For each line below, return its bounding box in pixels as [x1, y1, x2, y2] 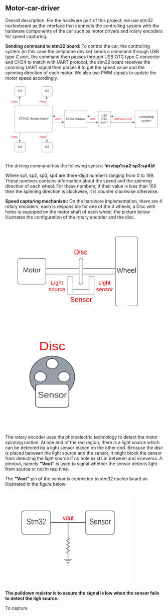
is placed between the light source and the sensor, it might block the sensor [5, 450, 162, 456]
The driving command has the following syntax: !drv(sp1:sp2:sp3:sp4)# [5, 163, 155, 169]
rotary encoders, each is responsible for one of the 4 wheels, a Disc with [5, 203, 155, 210]
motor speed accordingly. [5, 75, 59, 81]
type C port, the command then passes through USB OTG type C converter [5, 54, 160, 60]
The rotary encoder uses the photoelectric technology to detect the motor [5, 434, 158, 440]
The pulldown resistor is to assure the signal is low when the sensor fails [5, 590, 159, 596]
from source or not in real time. [5, 466, 69, 472]
